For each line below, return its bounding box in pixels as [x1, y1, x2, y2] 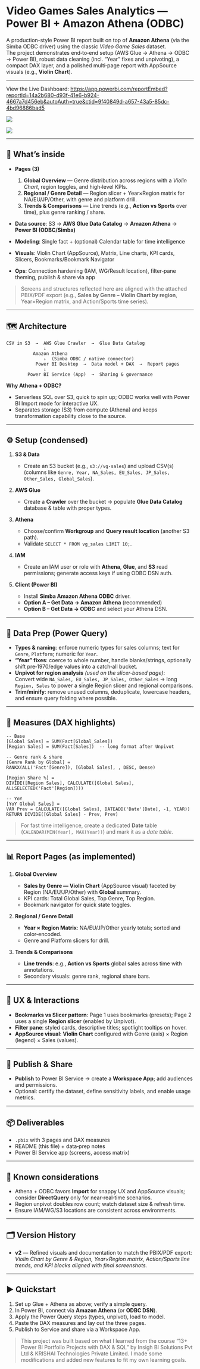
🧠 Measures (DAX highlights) [6, 718, 116, 728]
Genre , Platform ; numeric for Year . [14, 650, 98, 657]
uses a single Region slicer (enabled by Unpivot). [14, 1017, 136, 1025]
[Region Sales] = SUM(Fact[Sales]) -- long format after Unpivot [6, 744, 174, 750]
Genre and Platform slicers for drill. [23, 937, 110, 944]
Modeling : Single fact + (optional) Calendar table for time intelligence [14, 238, 186, 245]
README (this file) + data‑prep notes [14, 1143, 105, 1150]
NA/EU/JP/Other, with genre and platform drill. [23, 195, 137, 203]
